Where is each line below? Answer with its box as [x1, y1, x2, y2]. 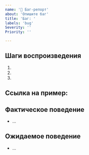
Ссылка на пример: [5, 89, 68, 97]
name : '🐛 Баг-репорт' [5, 7, 49, 12]
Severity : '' [5, 25, 32, 30]
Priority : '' [5, 30, 32, 34]
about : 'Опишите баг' [5, 12, 49, 16]
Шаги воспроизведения [5, 52, 81, 60]
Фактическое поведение [5, 105, 85, 114]
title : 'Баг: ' [5, 16, 36, 21]
